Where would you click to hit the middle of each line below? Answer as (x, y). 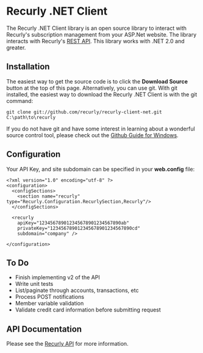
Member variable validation (49, 304)
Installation (28, 67)
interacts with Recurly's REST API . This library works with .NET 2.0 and (95, 41)
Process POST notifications (49, 297)
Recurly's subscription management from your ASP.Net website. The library (101, 34)
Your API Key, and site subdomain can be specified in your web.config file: (101, 169)
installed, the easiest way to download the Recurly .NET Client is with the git (102, 94)
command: (20, 101)
